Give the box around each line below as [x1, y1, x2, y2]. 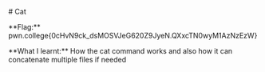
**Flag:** [8, 22, 42, 31]
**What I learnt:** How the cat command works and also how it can [8, 46, 233, 55]
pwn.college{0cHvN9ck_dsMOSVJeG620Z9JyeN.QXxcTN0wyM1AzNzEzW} [8, 31, 258, 40]
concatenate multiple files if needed [8, 55, 126, 64]
